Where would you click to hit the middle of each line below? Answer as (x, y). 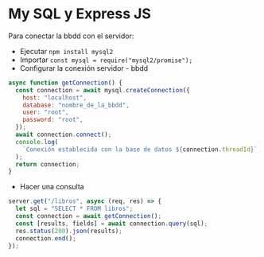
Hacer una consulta (52, 187)
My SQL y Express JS (80, 14)
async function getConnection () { (66, 83)
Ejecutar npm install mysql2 (66, 51)
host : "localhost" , (55, 97)
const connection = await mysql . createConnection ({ (103, 90)
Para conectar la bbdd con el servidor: (71, 36)
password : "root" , (53, 120)
